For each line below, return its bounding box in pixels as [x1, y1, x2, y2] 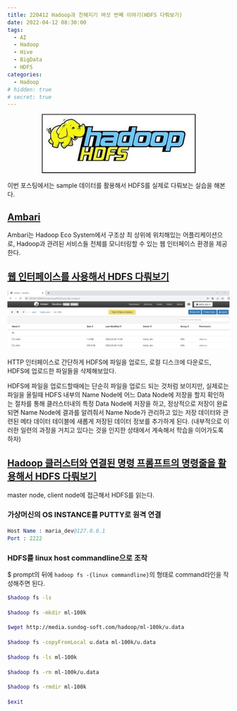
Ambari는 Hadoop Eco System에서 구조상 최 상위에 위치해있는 [7, 230, 182, 240]
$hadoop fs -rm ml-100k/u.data [7, 669, 99, 676]
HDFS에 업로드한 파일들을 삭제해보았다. [7, 366, 116, 375]
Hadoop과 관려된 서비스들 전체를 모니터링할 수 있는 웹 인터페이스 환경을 [16, 240, 215, 248]
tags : [7, 26, 23, 33]
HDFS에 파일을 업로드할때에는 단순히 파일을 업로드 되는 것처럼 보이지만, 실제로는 [7, 382, 229, 390]
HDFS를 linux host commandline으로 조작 [7, 553, 148, 563]
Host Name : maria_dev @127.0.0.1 [7, 527, 106, 534]
